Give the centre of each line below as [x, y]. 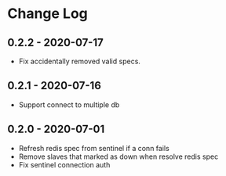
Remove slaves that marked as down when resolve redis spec [118, 156]
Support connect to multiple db [69, 104]
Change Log [47, 14]
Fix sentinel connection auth [64, 164]
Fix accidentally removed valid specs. [79, 61]
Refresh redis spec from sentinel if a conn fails [94, 148]
